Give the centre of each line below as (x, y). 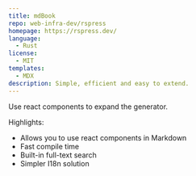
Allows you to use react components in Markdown (103, 137)
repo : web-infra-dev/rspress (57, 23)
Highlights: (26, 122)
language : (25, 38)
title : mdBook (32, 16)
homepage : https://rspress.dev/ (63, 31)
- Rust (27, 46)
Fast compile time (49, 146)
